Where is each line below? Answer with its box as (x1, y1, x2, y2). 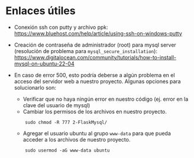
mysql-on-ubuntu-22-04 (14, 60, 75, 67)
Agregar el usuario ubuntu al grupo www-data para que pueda (22, 130, 171, 137)
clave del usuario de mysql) (22, 101, 90, 108)
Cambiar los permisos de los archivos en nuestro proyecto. (22, 108, 167, 115)
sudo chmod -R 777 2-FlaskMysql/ (25, 119, 108, 125)
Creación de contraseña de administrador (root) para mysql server (14, 41, 177, 48)
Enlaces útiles (5, 4, 76, 18)
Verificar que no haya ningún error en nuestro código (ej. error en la (22, 96, 189, 103)
